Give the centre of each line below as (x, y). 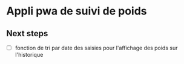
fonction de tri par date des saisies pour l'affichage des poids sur (96, 48)
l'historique (29, 55)
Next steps (27, 34)
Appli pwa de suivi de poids (77, 11)
